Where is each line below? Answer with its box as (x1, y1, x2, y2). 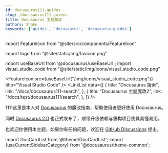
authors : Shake (5, 21, 38, 27)
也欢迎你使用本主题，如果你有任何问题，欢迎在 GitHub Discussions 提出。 (5, 126, 161, 133)
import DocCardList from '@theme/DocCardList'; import (5, 137, 123, 143)
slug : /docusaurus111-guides (5, 12, 68, 17)
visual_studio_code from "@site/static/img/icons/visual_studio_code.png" (5, 66, 160, 72)
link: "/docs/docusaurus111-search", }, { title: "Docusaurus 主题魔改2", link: (5, 88, 162, 95)
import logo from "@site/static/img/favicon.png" (5, 51, 108, 57)
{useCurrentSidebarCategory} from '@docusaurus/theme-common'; (5, 142, 150, 148)
